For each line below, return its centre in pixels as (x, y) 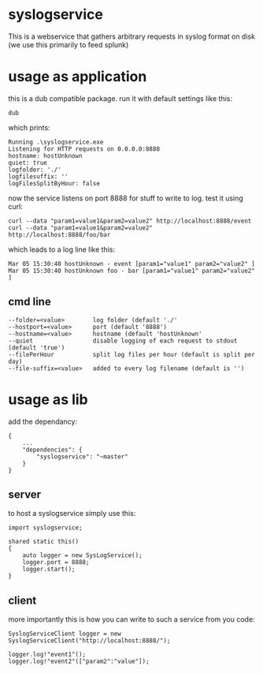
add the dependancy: (43, 421)
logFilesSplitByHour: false (54, 183)
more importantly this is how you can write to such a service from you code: (131, 619)
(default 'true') (37, 348)
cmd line (30, 302)
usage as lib (48, 399)
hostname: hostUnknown (45, 155)
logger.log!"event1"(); (47, 655)
